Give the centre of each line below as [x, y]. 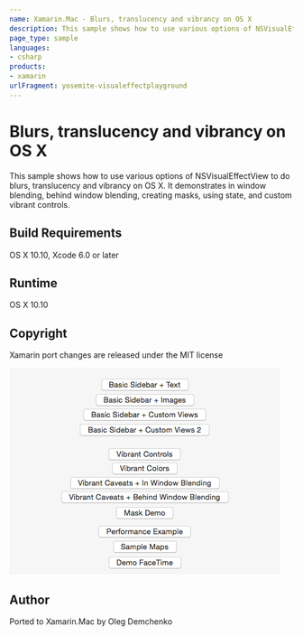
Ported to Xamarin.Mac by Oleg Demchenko [91, 621]
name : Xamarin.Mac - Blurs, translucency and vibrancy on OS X [131, 19]
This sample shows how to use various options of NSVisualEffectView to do [150, 175]
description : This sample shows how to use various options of [131, 28]
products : [28, 67]
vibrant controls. [40, 204]
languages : [30, 48]
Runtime [33, 283]
